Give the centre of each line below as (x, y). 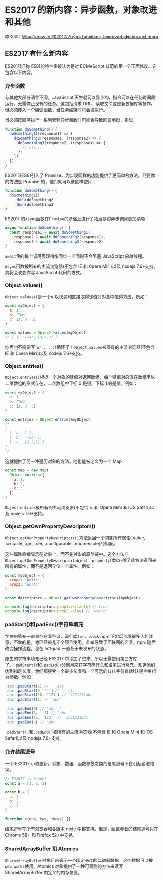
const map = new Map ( (27, 470)
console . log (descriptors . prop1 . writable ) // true (56, 607)
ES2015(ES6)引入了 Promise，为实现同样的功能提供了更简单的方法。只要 (78, 175)
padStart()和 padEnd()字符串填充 (44, 625)
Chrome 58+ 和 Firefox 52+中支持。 (41, 835)
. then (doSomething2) (35, 200)
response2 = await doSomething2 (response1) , (60, 237)
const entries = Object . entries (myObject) (49, 419)
